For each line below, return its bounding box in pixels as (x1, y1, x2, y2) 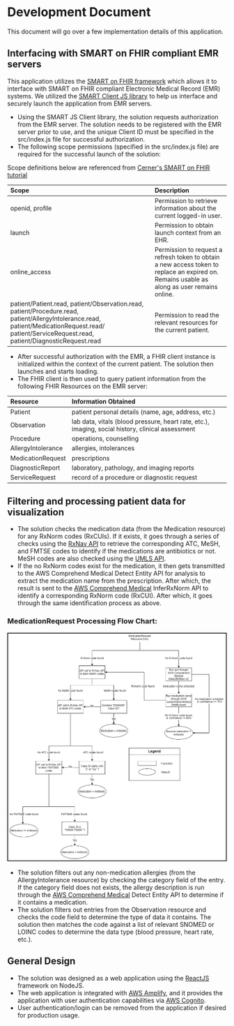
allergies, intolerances (72, 444, 135, 452)
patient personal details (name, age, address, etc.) (72, 408, 216, 416)
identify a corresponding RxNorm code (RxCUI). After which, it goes (17, 591, 212, 600)
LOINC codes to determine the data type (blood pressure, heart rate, (17, 928, 214, 936)
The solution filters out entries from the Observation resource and (17, 905, 207, 914)
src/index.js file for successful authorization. (17, 135, 146, 143)
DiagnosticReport (10, 463, 61, 472)
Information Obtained (72, 397, 136, 406)
